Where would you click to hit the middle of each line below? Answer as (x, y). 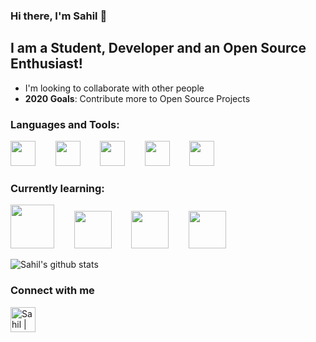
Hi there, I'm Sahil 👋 (59, 16)
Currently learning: (57, 188)
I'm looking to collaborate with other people (114, 88)
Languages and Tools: (65, 124)
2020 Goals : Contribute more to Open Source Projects (137, 98)
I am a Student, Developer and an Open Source (158, 48)
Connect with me (52, 291)
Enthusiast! (46, 64)
